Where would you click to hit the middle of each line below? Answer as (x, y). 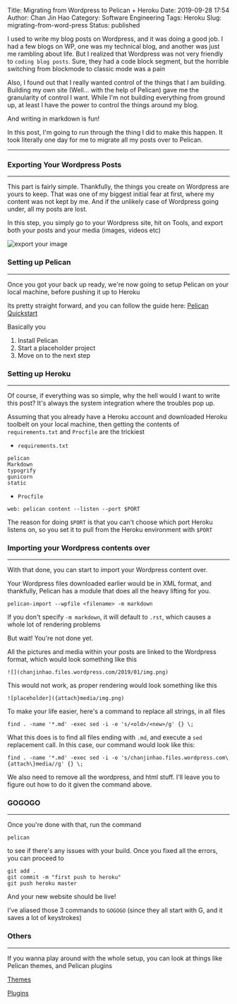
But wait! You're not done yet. (50, 639)
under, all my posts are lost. (48, 209)
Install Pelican (38, 340)
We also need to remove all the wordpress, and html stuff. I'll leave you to (114, 777)
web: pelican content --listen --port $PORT (74, 509)
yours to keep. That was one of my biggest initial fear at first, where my (111, 194)
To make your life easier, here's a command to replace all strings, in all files (116, 711)
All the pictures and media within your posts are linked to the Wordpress (112, 652)
